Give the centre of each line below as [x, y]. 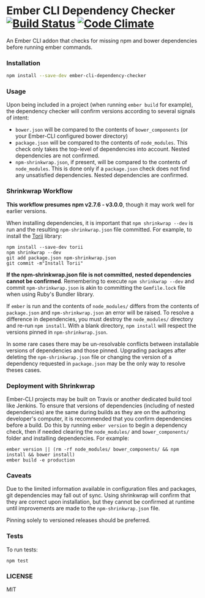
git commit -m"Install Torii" [45, 263]
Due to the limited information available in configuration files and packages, [102, 489]
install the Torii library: [34, 236]
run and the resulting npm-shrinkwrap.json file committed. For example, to [99, 229]
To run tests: [22, 550]
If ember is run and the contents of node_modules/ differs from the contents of [103, 306]
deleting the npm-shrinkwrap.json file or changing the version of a [89, 357]
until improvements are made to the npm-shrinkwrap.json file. [83, 509]
